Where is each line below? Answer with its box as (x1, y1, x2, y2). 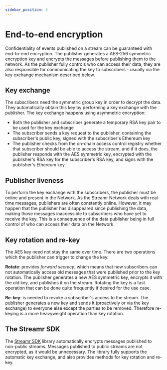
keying (5, 311, 19, 316)
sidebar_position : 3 (5, 7, 48, 12)
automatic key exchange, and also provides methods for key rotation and (5, 354, 155, 360)
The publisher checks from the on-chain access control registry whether (12, 140, 162, 147)
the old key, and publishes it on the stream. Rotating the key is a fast (5, 280, 146, 285)
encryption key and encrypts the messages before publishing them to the (5, 56, 156, 62)
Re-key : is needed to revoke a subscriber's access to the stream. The (5, 295, 149, 300)
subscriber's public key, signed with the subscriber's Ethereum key (12, 135, 151, 141)
